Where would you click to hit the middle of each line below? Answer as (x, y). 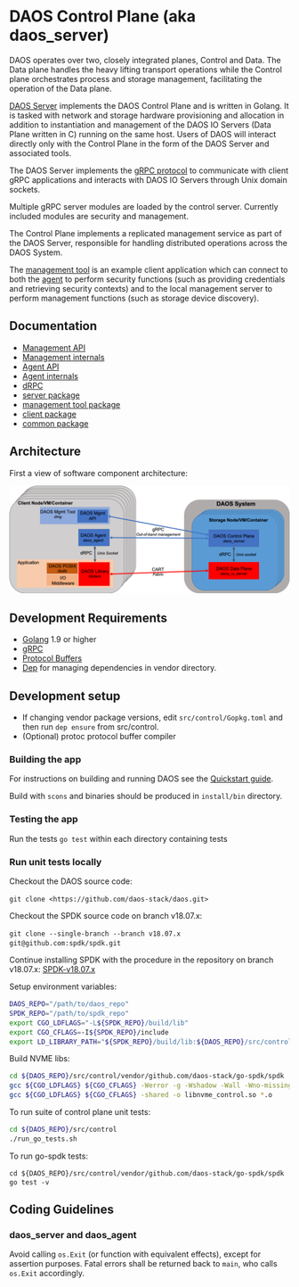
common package (55, 423)
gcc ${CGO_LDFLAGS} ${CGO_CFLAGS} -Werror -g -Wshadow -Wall (125, 1085)
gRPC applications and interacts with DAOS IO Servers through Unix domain (148, 179)
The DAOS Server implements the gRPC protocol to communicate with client (149, 170)
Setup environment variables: (63, 986)
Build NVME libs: (40, 1059)
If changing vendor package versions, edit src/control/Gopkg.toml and (152, 718)
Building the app (45, 760)
